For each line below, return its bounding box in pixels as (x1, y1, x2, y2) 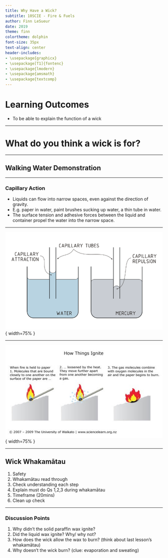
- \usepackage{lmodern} (5, 66, 55, 71)
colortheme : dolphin (5, 35, 48, 40)
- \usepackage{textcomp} (5, 77, 57, 82)
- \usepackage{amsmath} (5, 72, 55, 77)
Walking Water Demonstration (5, 164, 101, 172)
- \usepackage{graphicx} (5, 56, 57, 61)
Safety (12, 471, 26, 477)
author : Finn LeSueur (5, 19, 50, 24)
